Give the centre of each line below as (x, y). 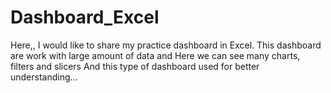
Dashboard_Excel (85, 17)
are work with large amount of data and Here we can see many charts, (155, 55)
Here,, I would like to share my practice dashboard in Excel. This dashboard (166, 45)
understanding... (44, 77)
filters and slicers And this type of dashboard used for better (135, 66)
